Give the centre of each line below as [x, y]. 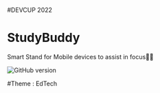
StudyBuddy [44, 38]
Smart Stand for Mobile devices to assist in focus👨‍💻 [80, 56]
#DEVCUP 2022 [30, 10]
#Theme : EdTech [32, 83]
